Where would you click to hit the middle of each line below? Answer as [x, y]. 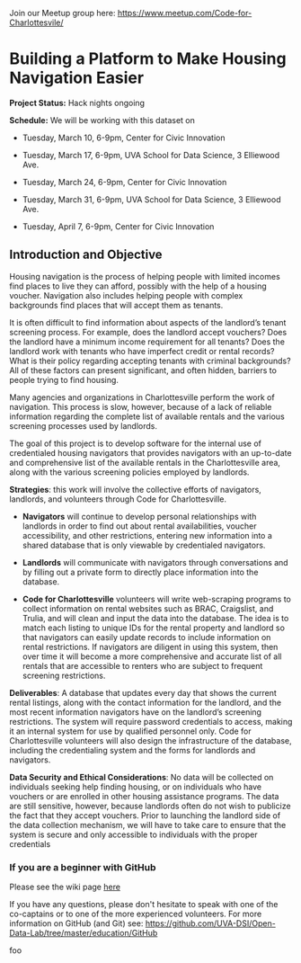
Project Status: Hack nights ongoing [77, 103]
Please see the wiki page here [65, 887]
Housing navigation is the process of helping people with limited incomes [145, 276]
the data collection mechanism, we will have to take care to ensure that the [148, 825]
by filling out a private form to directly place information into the [140, 572]
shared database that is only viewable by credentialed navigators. [144, 545]
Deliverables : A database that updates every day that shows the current [143, 692]
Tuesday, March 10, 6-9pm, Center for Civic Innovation [124, 138]
